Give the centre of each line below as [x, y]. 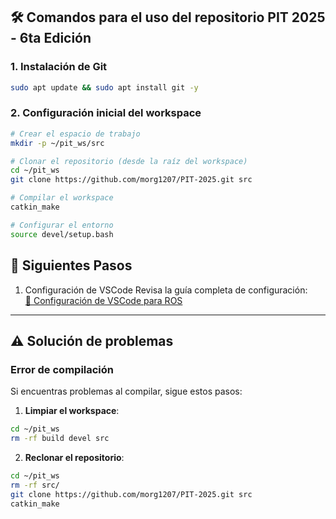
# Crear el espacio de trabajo [75, 134]
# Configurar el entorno [62, 225]
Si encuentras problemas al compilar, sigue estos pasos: [126, 391]
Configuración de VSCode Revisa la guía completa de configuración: [166, 290]
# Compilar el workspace [62, 198]
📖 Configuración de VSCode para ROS [103, 300]
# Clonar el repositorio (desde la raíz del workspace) [129, 161]
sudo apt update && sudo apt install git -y [104, 87]
